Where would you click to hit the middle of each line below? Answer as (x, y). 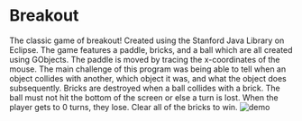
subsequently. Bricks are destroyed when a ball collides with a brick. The (145, 88)
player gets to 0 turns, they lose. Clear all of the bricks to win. (124, 107)
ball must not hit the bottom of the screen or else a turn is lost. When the (144, 97)
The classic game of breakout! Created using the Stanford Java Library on (147, 40)
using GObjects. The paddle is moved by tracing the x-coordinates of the (145, 59)
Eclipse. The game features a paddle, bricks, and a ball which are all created (151, 49)
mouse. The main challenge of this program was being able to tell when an (148, 69)
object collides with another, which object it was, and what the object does (148, 78)
